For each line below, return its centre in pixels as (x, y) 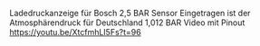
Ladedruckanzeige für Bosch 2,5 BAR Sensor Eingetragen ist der (130, 13)
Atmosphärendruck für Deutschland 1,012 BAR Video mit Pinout (127, 23)
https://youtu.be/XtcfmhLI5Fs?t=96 (76, 32)
